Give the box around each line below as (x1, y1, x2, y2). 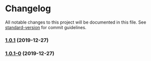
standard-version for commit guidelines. (5, 24, 87, 30)
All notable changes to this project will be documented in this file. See (5, 19, 147, 25)
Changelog (5, 3, 51, 14)
